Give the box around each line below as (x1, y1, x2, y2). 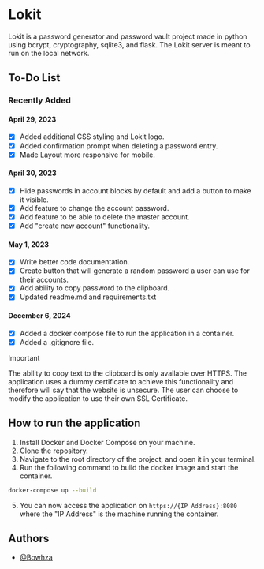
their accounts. (19, 275, 69, 285)
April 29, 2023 (8, 114, 57, 124)
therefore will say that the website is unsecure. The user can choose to (8, 385, 239, 395)
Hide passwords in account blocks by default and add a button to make (19, 185, 251, 195)
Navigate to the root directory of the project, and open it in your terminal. (19, 454, 256, 463)
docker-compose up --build (8, 486, 97, 494)
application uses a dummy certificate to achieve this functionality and (8, 376, 234, 386)
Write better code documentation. (19, 257, 130, 267)
